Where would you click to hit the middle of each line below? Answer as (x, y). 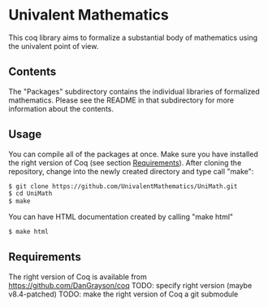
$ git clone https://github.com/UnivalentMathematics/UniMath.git (123, 186)
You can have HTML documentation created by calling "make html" (121, 217)
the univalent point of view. (54, 46)
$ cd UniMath (30, 194)
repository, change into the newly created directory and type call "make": (131, 171)
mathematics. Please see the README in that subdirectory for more (121, 100)
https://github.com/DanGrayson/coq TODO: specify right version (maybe (130, 285)
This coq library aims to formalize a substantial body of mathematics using (133, 37)
